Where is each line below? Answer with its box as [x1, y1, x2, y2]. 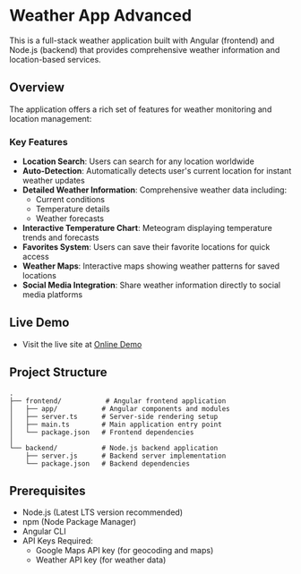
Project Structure [9, 364, 107, 381]
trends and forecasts [21, 232, 99, 243]
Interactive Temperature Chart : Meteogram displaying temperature [21, 223, 273, 234]
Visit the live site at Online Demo [21, 338, 142, 349]
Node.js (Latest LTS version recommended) [21, 507, 184, 518]
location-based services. [9, 54, 101, 64]
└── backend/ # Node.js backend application [9, 443, 219, 452]
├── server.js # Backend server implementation [25, 451, 227, 460]
